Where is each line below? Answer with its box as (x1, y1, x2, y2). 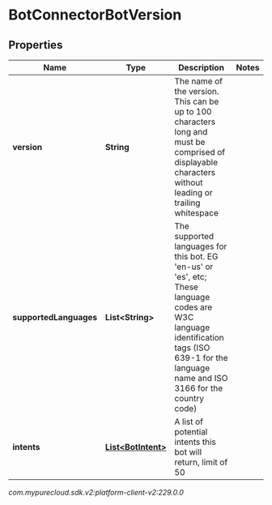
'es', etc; (174, 272, 207, 282)
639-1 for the (174, 353, 228, 363)
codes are (174, 302, 213, 313)
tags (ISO (174, 342, 210, 353)
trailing (174, 197, 201, 208)
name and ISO (174, 373, 228, 383)
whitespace (174, 208, 219, 218)
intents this (174, 436, 217, 447)
